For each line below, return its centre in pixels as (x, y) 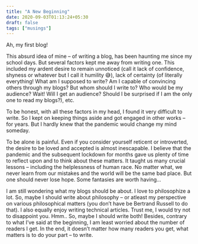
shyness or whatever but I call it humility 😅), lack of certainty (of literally (94, 75)
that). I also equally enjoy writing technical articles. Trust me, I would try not (98, 210)
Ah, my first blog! (27, 45)
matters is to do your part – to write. (50, 235)
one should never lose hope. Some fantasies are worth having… (84, 180)
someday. (18, 131)
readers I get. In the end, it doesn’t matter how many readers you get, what (97, 229)
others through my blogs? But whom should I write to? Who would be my (95, 88)
